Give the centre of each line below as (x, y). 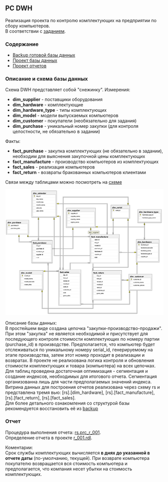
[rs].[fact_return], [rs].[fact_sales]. (41, 397)
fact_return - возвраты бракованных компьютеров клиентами (79, 173)
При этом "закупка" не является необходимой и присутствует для (76, 334)
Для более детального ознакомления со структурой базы (67, 403)
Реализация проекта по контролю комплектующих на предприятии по (81, 20)
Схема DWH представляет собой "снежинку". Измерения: (68, 90)
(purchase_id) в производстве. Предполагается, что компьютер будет (80, 344)
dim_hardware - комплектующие (48, 105)
